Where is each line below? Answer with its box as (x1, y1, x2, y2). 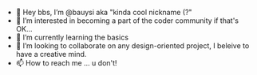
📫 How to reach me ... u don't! (15, 58, 117, 67)
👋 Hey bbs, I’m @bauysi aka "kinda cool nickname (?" (15, 8, 193, 17)
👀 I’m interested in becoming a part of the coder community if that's (15, 16, 239, 25)
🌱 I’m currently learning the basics (15, 32, 129, 42)
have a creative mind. (15, 50, 87, 58)
